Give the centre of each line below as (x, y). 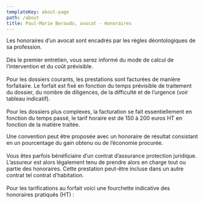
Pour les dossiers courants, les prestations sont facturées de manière (93, 79)
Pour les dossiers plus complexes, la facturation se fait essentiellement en (99, 112)
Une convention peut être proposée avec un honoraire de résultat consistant (102, 136)
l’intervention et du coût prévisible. (50, 66)
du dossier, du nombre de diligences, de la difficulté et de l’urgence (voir (97, 93)
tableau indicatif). (28, 99)
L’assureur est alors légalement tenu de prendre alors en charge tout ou (96, 163)
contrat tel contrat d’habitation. (45, 175)
